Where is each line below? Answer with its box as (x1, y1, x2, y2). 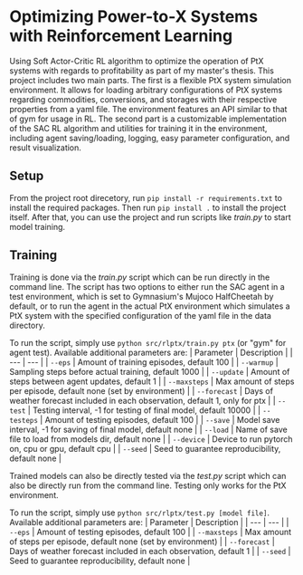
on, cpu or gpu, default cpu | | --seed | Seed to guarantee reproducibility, (9, 443, 281, 454)
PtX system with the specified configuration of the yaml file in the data (9, 310, 271, 321)
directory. (9, 320, 45, 331)
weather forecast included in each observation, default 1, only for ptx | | (9, 395, 276, 406)
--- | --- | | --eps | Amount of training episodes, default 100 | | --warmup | (9, 356, 279, 368)
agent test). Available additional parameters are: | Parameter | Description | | (9, 347, 293, 358)
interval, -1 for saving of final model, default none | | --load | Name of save (9, 424, 288, 435)
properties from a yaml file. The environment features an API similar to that (9, 103, 288, 114)
